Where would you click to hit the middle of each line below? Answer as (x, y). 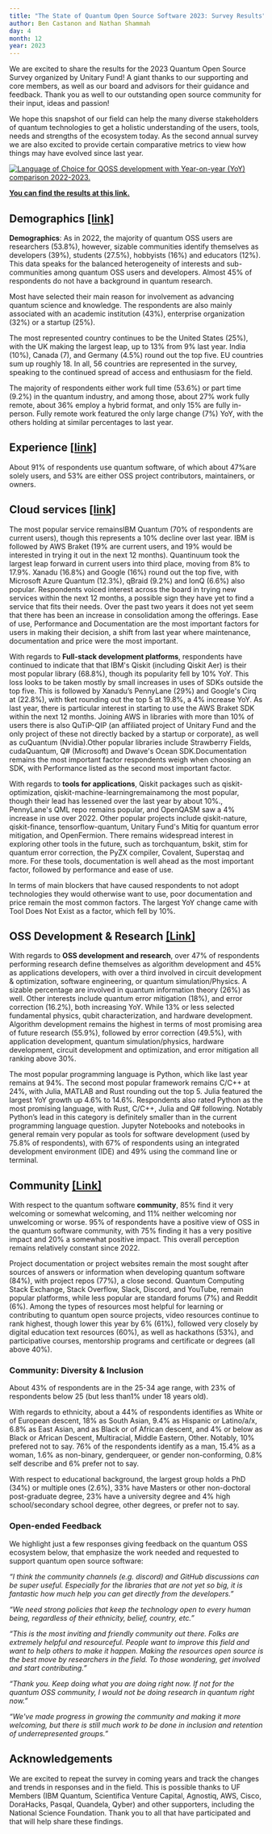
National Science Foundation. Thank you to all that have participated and (130, 1813)
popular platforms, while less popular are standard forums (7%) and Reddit (133, 1298)
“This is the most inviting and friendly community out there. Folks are (124, 1634)
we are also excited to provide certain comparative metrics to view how (128, 145)
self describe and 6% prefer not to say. (74, 1464)
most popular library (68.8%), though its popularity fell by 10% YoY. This (129, 673)
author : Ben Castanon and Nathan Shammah (80, 23)
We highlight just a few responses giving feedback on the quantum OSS (129, 1543)
